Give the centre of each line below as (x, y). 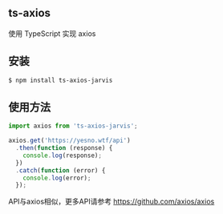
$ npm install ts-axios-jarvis (61, 80)
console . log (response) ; (63, 155)
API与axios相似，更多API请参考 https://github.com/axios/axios (111, 202)
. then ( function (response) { (64, 148)
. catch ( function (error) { (61, 170)
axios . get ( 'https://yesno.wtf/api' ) (69, 141)
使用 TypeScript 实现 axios (52, 33)
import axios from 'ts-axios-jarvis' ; (73, 126)
